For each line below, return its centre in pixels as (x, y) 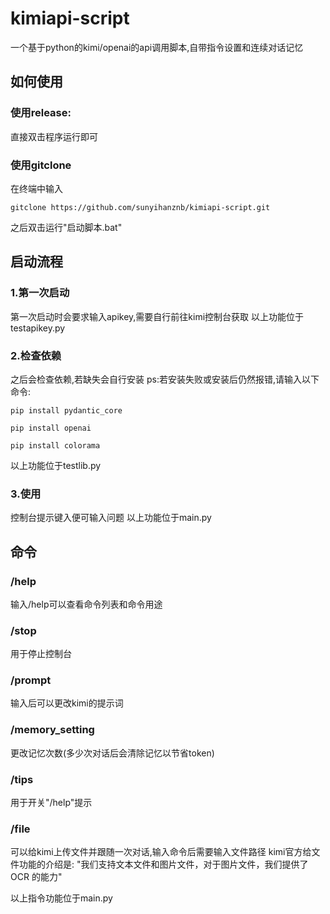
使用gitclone (41, 165)
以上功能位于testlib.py (56, 465)
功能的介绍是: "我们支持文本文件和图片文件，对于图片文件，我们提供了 (163, 864)
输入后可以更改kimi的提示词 (67, 703)
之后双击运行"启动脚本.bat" (66, 227)
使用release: (41, 113)
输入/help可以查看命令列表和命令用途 (86, 604)
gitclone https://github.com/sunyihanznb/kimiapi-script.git (140, 207)
